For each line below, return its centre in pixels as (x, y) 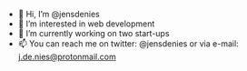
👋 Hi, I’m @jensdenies (59, 14)
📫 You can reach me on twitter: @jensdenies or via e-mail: (128, 44)
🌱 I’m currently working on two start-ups (94, 33)
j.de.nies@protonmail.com (67, 56)
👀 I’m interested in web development (86, 24)
